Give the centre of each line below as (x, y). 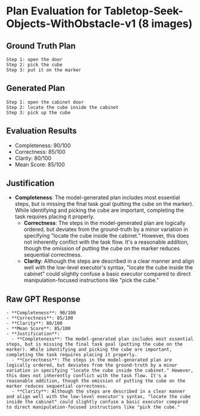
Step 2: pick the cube (34, 65)
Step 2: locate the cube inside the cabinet (62, 107)
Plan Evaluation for (54, 11)
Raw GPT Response (43, 299)
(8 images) (165, 24)
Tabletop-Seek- (144, 11)
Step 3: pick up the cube (38, 113)
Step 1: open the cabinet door (45, 102)
